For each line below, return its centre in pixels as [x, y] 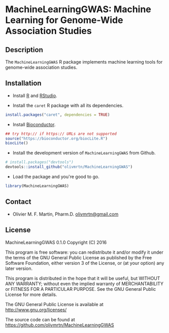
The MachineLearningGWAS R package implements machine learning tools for [84, 62]
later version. [19, 268]
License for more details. [31, 294]
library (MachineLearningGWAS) [37, 186]
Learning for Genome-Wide [64, 20]
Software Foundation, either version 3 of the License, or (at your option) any [85, 263]
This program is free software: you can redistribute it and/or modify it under [84, 252]
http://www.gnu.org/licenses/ [36, 310]
